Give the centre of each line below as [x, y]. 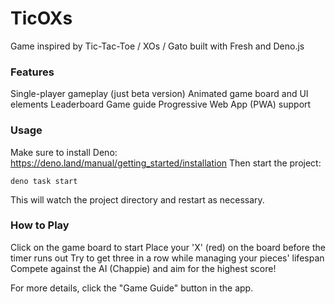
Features [32, 72]
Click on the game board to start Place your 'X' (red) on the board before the [168, 247]
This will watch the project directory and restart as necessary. [137, 199]
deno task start [44, 181]
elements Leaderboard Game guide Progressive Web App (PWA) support [161, 104]
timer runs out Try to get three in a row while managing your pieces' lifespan [167, 258]
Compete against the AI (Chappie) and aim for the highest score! [143, 268]
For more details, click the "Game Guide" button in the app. [132, 288]
